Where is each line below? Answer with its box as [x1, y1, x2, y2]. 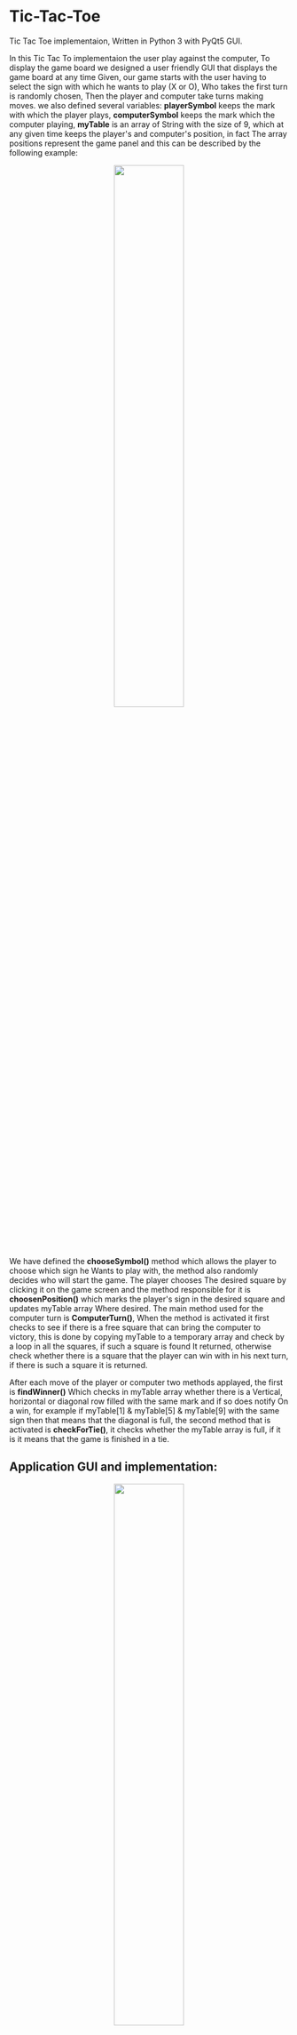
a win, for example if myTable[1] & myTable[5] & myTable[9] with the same [9, 1405, 280, 1415]
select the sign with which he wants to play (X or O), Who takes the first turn [9, 81, 288, 92]
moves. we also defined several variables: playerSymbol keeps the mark [9, 100, 276, 110]
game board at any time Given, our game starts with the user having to [9, 71, 267, 82]
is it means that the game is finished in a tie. [9, 1433, 170, 1444]
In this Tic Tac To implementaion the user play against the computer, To [9, 52, 270, 63]
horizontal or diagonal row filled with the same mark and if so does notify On [9, 1396, 289, 1406]
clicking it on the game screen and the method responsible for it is [9, 1284, 251, 1294]
